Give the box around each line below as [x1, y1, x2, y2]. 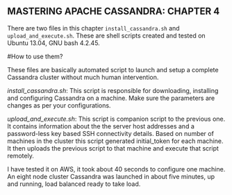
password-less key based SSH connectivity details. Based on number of [7, 129, 214, 137]
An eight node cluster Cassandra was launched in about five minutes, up [7, 172, 215, 180]
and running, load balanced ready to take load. [7, 180, 141, 188]
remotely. [7, 151, 35, 160]
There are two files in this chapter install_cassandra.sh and [7, 24, 180, 32]
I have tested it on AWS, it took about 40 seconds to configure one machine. [7, 164, 226, 173]
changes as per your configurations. [7, 101, 111, 110]
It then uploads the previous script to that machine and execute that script [7, 144, 219, 152]
